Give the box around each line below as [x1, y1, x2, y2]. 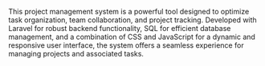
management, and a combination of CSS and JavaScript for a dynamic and [8, 32, 255, 41]
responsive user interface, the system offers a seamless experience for [8, 41, 244, 50]
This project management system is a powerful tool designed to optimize [8, 7, 250, 16]
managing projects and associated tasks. [8, 49, 145, 58]
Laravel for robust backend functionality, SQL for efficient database [8, 24, 231, 33]
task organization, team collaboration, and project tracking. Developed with [8, 15, 257, 25]
